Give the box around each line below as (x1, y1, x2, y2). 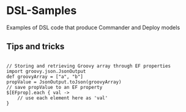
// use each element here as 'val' (17, 95, 108, 101)
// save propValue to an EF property (6, 84, 103, 90)
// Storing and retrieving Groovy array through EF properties (6, 63, 171, 69)
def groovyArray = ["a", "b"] (6, 74, 84, 80)
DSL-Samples (6, 4, 77, 18)
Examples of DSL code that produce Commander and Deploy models (6, 24, 180, 31)
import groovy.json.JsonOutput (6, 68, 86, 74)
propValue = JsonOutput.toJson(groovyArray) (6, 79, 122, 85)
